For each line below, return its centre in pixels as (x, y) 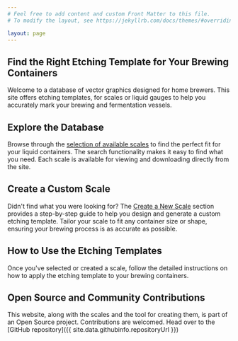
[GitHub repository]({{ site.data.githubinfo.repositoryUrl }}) (93, 330)
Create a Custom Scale (59, 189)
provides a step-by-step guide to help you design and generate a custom (114, 214)
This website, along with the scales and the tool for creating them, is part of (118, 315)
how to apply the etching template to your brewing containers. (98, 275)
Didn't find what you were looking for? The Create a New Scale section (111, 206)
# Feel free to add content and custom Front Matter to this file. (109, 14)
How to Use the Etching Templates (85, 251)
